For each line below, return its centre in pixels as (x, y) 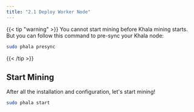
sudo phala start (28, 103)
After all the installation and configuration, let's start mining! (81, 92)
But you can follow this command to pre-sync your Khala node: (85, 35)
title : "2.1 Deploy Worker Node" (48, 12)
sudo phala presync (31, 47)
